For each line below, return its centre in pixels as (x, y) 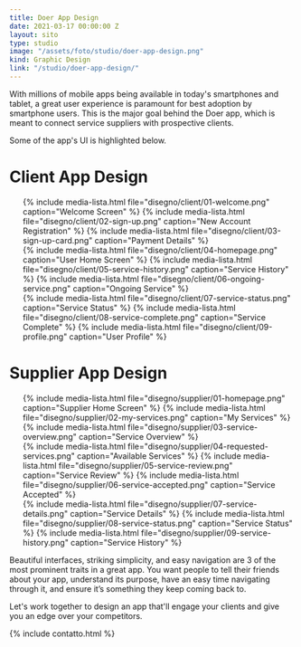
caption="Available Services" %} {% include (159, 456)
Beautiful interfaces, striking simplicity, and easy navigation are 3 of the (143, 560)
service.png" (47, 288)
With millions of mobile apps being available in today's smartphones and (144, 94)
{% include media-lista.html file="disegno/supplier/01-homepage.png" (154, 398)
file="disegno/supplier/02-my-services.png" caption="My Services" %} (156, 417)
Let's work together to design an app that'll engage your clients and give (145, 606)
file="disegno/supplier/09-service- (206, 533)
